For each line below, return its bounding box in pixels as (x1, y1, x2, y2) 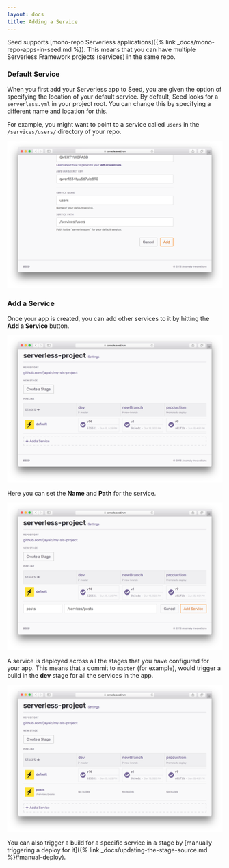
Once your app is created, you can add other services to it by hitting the (7, 314, 210, 322)
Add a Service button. (7, 322, 70, 330)
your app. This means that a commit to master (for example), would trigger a (7, 664, 221, 672)
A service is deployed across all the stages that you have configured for (7, 656, 210, 665)
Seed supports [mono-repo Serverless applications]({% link (7, 38, 176, 46)
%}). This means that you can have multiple (72, 45, 196, 53)
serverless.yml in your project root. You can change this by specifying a (7, 99, 211, 107)
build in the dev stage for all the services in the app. (7, 671, 154, 679)
